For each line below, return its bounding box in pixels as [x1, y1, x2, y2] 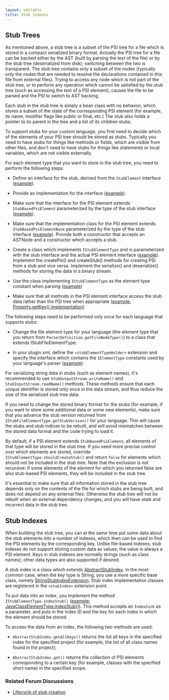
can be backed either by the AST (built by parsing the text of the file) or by [5, 55, 160, 61]
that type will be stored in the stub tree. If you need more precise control [5, 444, 156, 450]
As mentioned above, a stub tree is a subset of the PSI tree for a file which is [5, 44, 164, 51]
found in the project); [12, 644, 57, 651]
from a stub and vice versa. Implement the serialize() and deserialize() [12, 263, 158, 269]
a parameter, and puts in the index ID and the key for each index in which [5, 609, 157, 615]
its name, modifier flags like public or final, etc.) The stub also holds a [5, 113, 150, 120]
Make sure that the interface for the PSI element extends [12, 200, 130, 206]
